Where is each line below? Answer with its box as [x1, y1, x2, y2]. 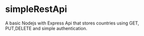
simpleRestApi [5, 3, 67, 15]
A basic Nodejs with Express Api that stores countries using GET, [5, 20, 139, 26]
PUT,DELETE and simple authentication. [5, 25, 87, 31]
